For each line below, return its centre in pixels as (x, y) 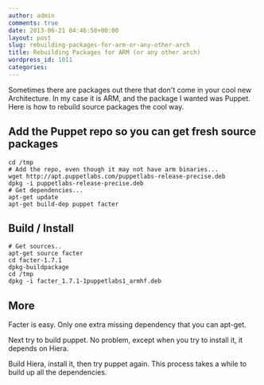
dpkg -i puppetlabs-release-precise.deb (76, 183)
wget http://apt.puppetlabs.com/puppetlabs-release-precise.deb (117, 176)
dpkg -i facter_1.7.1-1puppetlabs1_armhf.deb (85, 281)
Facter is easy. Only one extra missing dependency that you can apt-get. (127, 325)
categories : (28, 67)
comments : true (33, 23)
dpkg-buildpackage (39, 268)
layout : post (30, 38)
